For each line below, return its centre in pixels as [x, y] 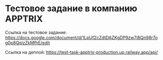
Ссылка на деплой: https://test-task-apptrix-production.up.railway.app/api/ [81, 52]
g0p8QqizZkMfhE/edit [27, 42]
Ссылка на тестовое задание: [36, 32]
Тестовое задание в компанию [71, 9]
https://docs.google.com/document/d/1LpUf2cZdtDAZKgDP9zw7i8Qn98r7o [81, 38]
